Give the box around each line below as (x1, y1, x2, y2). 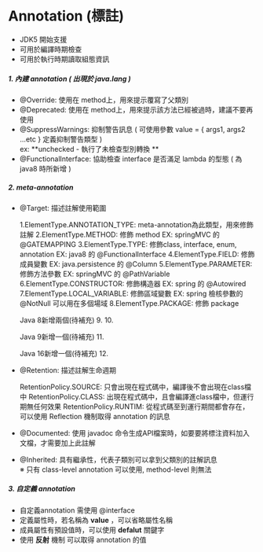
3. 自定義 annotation (8, 484, 76, 494)
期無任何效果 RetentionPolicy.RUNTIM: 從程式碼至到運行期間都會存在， (19, 402, 250, 411)
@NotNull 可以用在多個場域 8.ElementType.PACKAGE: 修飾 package (19, 298, 239, 307)
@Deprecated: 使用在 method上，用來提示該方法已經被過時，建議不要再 (19, 105, 254, 114)
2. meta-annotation (8, 182, 74, 192)
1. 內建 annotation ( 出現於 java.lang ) (8, 74, 131, 83)
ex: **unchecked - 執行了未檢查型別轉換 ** (19, 144, 159, 153)
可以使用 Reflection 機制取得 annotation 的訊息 (19, 411, 170, 421)
